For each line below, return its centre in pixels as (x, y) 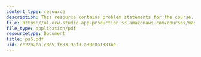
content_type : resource (36, 12)
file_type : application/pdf (41, 28)
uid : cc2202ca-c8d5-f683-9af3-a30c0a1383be (61, 45)
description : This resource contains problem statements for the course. (100, 17)
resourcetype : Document (36, 34)
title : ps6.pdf (25, 39)
